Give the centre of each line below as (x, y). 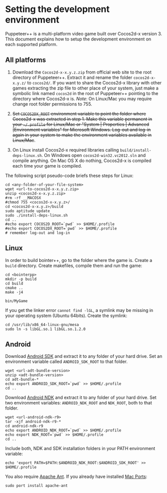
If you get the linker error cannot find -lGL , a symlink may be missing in (79, 310)
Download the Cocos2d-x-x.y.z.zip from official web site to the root (82, 72)
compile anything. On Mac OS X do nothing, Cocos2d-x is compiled (82, 160)
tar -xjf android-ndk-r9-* (33, 422)
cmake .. (14, 288)
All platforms (26, 60)
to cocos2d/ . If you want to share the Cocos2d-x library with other (94, 82)
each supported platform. (31, 44)
